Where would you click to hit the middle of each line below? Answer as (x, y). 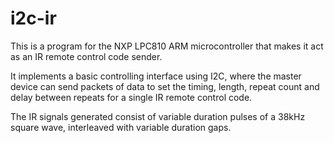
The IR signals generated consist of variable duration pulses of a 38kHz (158, 116)
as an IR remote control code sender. (86, 56)
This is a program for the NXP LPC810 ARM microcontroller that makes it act (167, 46)
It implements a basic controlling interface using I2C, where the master (156, 76)
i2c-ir (33, 18)
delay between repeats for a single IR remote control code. (131, 97)
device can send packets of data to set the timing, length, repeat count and (165, 86)
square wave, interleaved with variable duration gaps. (121, 127)
